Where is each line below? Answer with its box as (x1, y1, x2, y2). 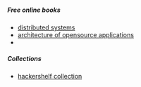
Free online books (7, 6, 61, 14)
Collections (7, 54, 42, 62)
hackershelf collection (17, 72, 82, 80)
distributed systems (17, 23, 75, 32)
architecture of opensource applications (17, 30, 134, 39)
